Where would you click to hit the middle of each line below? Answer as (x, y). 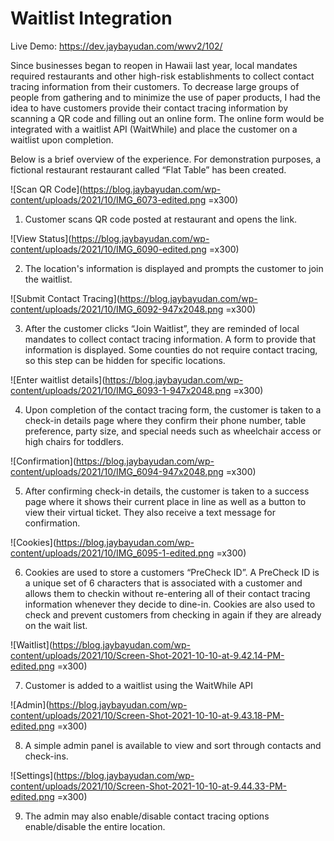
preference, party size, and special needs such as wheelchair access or (173, 431)
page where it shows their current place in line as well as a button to (165, 501)
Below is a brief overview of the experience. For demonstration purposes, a (166, 159)
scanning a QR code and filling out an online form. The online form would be (167, 118)
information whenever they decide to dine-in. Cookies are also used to (170, 604)
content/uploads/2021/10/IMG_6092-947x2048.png (117, 309)
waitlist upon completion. (62, 139)
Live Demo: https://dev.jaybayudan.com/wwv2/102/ (116, 46)
